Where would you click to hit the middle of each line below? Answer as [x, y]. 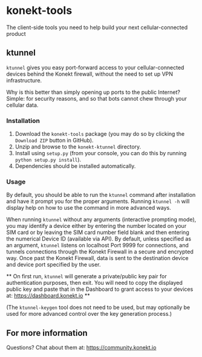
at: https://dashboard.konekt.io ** [48, 296]
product [16, 33]
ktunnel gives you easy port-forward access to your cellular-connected [95, 67]
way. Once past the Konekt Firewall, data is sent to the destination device [97, 258]
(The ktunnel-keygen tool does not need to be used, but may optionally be [98, 307]
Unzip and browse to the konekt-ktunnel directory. [78, 147]
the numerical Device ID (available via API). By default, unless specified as [99, 239]
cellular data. [22, 105]
